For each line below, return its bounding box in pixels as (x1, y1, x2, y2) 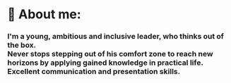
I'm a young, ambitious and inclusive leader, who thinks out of (7, 32, 225, 41)
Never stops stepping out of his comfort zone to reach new (7, 49, 213, 59)
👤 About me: (7, 6, 81, 23)
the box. (7, 40, 37, 50)
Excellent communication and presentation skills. (7, 67, 181, 77)
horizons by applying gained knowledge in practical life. (7, 58, 203, 68)
